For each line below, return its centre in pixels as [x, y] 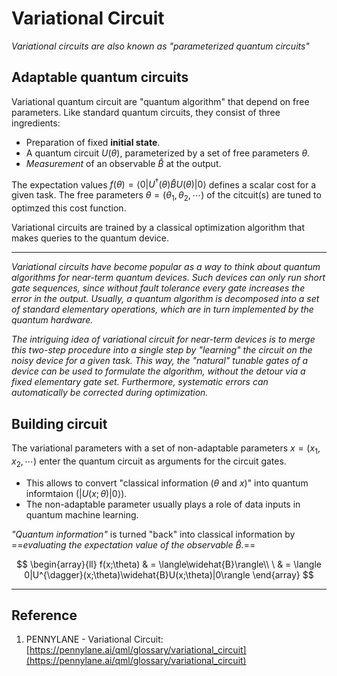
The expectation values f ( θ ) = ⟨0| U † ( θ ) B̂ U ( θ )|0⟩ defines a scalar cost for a [163, 184]
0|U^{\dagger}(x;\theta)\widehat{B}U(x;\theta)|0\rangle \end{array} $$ [169, 574]
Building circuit [59, 423]
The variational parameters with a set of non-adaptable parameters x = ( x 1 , [166, 449]
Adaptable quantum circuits [100, 77]
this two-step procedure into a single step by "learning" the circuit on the [162, 350]
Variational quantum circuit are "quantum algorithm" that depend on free [160, 101]
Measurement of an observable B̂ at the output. [123, 163]
